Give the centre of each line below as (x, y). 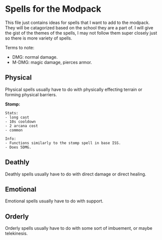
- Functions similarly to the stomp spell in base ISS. (63, 143)
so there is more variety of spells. (39, 38)
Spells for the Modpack (53, 9)
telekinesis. (16, 234)
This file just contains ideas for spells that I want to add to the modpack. (77, 22)
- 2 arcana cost (21, 126)
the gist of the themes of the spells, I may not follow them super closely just (81, 33)
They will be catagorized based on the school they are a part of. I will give (79, 27)
